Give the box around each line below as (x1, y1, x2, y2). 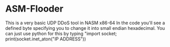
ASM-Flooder (5, 3, 64, 15)
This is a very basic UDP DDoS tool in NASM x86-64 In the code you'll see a (5, 20, 165, 26)
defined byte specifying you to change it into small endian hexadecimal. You (5, 25, 165, 31)
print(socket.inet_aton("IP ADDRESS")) (5, 36, 87, 42)
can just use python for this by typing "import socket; (5, 30, 117, 36)
